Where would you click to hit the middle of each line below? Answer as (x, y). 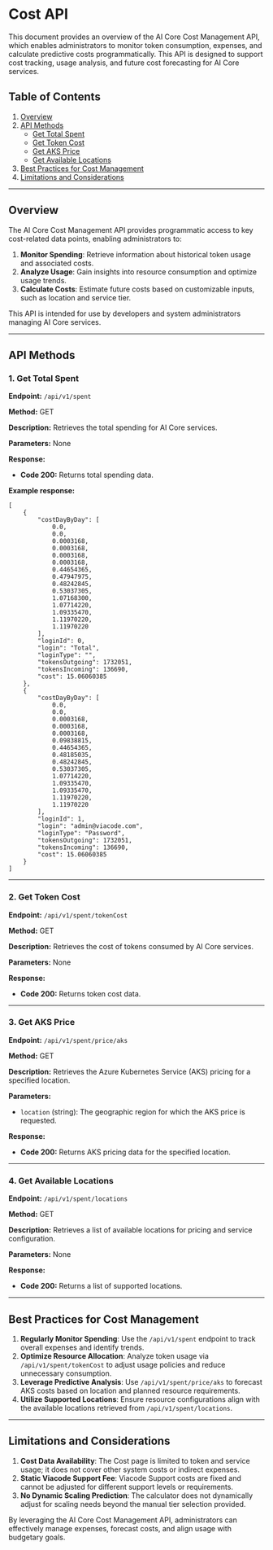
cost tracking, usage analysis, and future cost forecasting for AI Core (124, 63)
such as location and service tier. (76, 297)
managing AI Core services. (55, 322)
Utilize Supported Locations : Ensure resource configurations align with (140, 1399)
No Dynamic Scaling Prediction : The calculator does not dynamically (136, 1495)
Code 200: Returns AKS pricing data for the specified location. (126, 1152)
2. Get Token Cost (44, 897)
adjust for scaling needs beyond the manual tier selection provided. (133, 1504)
